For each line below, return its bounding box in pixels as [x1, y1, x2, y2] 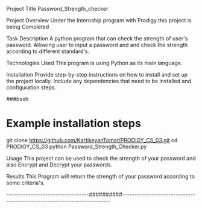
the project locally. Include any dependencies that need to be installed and [6, 78, 192, 84]
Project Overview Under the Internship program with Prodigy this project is [6, 17, 192, 24]
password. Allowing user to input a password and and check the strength [6, 42, 188, 48]
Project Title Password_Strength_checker [6, 5, 109, 12]
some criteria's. [6, 179, 45, 186]
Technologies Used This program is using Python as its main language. [6, 60, 183, 66]
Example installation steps [6, 117, 142, 130]
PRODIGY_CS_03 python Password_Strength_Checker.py [6, 143, 147, 150]
